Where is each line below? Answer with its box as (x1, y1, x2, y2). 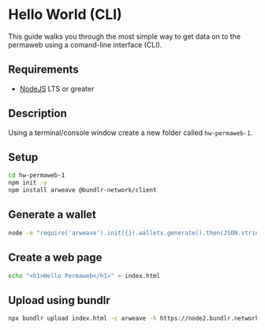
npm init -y (8, 179, 47, 187)
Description (8, 107, 67, 120)
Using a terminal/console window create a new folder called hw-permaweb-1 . (8, 128, 253, 137)
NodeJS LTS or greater (19, 84, 95, 93)
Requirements (8, 63, 79, 77)
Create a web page (8, 251, 103, 264)
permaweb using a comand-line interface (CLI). (8, 39, 162, 49)
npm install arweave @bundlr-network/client (8, 186, 157, 194)
